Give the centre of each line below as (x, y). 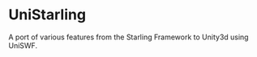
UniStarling (47, 15)
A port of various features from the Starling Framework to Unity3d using (128, 37)
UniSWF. (23, 45)
